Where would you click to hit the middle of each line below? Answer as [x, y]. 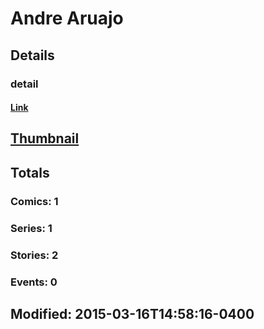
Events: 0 [34, 282]
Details [32, 55]
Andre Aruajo [67, 18]
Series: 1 [31, 228]
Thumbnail [45, 138]
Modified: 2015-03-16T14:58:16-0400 [132, 313]
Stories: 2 [34, 255]
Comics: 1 [34, 201]
